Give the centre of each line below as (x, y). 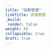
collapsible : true (25, 34)
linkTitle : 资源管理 (25, 15)
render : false (22, 24)
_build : (14, 19)
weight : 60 (17, 29)
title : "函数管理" (23, 10)
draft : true (18, 39)
